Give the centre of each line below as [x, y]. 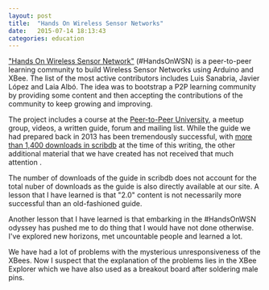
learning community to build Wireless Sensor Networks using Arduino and [131, 70]
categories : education [46, 38]
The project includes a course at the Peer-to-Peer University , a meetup [126, 120]
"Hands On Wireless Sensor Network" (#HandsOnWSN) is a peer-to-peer [130, 61]
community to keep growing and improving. [81, 104]
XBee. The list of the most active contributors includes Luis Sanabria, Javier [134, 78]
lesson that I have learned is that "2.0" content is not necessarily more [125, 195]
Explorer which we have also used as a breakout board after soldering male [133, 269]
